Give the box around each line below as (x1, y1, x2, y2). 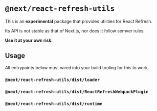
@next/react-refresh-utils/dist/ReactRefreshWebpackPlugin (5, 89, 149, 94)
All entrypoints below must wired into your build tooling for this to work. (5, 64, 149, 70)
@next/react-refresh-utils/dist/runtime (5, 101, 103, 107)
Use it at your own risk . (5, 37, 53, 43)
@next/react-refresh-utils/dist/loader (5, 77, 100, 83)
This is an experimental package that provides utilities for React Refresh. (5, 18, 153, 24)
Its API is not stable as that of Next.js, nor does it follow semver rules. (5, 28, 145, 33)
